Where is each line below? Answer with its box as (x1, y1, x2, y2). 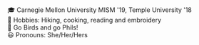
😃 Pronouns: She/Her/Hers (7, 31, 88, 39)
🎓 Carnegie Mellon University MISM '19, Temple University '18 (7, 6, 193, 14)
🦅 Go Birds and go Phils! (7, 23, 78, 32)
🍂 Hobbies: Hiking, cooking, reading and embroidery (7, 16, 162, 24)
